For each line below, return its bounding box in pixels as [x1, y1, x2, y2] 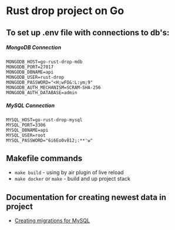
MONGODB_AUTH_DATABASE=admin [6, 89, 78, 95]
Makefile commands [6, 153, 83, 163]
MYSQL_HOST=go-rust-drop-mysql [6, 116, 83, 123]
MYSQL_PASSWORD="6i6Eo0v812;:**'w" [6, 137, 93, 144]
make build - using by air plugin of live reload [14, 169, 124, 176]
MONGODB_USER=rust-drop [6, 74, 65, 80]
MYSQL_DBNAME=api [6, 127, 49, 133]
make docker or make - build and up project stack [14, 175, 131, 182]
